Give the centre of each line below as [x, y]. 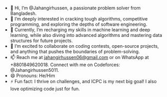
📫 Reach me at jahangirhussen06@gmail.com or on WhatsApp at [79, 57]
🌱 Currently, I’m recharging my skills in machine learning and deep [80, 30]
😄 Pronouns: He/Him [33, 75]
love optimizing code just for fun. [45, 89]
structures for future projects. [41, 41]
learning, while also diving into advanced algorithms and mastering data [86, 35]
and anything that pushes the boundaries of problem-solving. [75, 52]
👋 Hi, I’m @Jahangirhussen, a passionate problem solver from [75, 8]
